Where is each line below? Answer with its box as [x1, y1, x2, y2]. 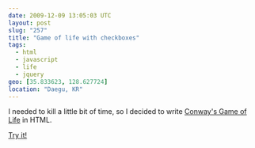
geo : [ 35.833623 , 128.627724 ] [8, 78, 108, 85]
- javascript [15, 56, 59, 64]
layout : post [8, 19, 51, 27]
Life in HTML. [8, 116, 52, 125]
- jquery [15, 70, 44, 78]
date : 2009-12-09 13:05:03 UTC [8, 11, 112, 20]
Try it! [8, 131, 28, 140]
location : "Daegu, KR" [8, 85, 83, 93]
